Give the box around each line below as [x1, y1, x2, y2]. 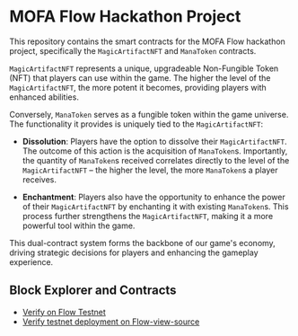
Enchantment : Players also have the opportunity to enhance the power [22, 191, 285, 202]
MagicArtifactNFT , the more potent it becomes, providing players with [9, 82, 267, 93]
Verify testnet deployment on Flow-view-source [22, 316, 200, 327]
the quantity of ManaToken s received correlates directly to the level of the [22, 155, 290, 165]
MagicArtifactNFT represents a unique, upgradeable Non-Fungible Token [9, 63, 279, 74]
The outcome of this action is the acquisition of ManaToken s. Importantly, [22, 146, 288, 156]
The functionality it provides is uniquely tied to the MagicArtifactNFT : [9, 119, 263, 129]
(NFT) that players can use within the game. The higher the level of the [9, 72, 271, 83]
